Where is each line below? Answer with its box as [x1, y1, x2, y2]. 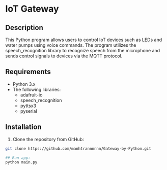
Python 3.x [12, 81, 36, 87]
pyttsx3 [20, 103, 37, 109]
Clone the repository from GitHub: [12, 136, 84, 142]
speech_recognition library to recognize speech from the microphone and [5, 48, 160, 53]
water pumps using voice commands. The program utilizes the [5, 42, 136, 48]
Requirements [5, 67, 51, 76]
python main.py [5, 160, 38, 165]
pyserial [20, 108, 37, 114]
